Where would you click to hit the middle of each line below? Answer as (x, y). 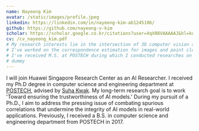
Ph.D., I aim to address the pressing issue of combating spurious (85, 103)
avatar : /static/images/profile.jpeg (53, 17)
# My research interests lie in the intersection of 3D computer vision (98, 45)
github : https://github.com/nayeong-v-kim (59, 28)
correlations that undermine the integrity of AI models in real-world (88, 109)
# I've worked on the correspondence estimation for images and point (95, 50)
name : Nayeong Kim (29, 12)
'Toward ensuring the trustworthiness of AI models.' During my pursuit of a (97, 96)
